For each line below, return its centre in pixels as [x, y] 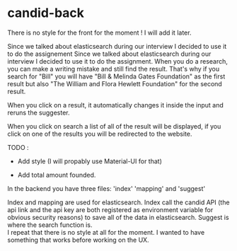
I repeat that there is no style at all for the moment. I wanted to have [106, 232]
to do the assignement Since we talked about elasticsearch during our [109, 54]
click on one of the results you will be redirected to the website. [100, 134]
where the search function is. [50, 225]
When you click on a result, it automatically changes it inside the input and [116, 105]
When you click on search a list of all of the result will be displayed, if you [114, 126]
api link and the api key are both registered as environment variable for [110, 209]
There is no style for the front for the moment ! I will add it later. [99, 33]
